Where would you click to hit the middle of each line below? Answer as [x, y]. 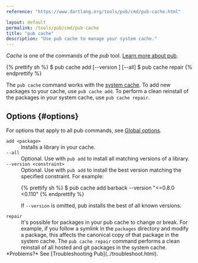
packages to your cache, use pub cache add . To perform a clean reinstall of [98, 91]
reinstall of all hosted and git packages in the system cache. [94, 247]
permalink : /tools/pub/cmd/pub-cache [53, 28]
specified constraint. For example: [62, 176]
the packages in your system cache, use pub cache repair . [78, 98]
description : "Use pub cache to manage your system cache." [82, 39]
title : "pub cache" [30, 33]
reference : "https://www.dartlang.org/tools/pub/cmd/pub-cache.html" [94, 12]
